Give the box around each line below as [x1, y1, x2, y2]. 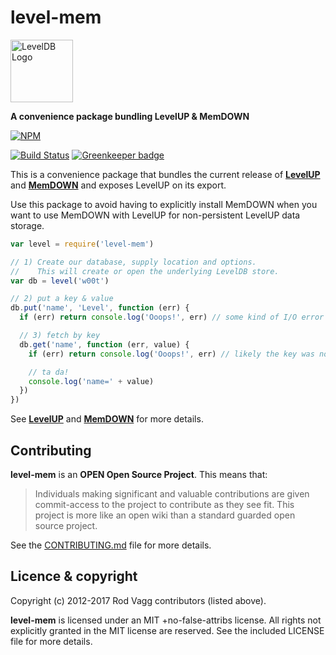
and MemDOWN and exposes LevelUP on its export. [10, 179, 227, 191]
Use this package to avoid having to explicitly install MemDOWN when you [10, 198, 318, 210]
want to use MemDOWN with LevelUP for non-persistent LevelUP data [10, 209, 301, 221]
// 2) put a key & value [10, 294, 114, 304]
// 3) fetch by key [19, 331, 101, 341]
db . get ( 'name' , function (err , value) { [19, 339, 190, 350]
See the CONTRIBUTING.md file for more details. [10, 539, 212, 551]
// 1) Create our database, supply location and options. [10, 257, 257, 267]
